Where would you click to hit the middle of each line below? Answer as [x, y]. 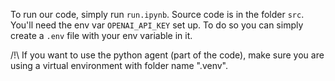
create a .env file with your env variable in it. [101, 35]
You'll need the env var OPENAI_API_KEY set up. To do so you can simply [157, 25]
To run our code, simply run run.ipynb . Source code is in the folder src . [157, 14]
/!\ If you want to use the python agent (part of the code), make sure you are [167, 55]
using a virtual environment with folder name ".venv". [119, 65]
